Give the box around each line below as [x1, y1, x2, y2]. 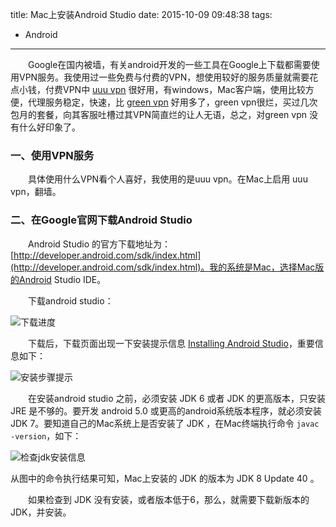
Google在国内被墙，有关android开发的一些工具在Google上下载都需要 [27, 59, 312, 70]
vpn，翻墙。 [10, 186, 62, 198]
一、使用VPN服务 [10, 148, 95, 162]
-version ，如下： [10, 429, 82, 442]
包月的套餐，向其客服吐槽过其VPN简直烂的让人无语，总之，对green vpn [10, 109, 308, 120]
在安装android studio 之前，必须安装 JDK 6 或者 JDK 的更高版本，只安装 [27, 392, 326, 404]
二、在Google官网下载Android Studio [10, 213, 193, 227]
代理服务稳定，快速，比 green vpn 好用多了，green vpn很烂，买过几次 [27, 96, 318, 108]
